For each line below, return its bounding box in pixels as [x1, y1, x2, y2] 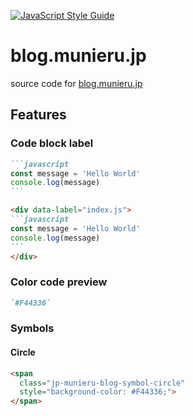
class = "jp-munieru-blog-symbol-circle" [19, 378, 186, 388]
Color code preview [10, 275, 108, 289]
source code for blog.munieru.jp [10, 77, 143, 89]
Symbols [10, 321, 55, 335]
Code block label [10, 136, 94, 150]
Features [10, 106, 67, 124]
